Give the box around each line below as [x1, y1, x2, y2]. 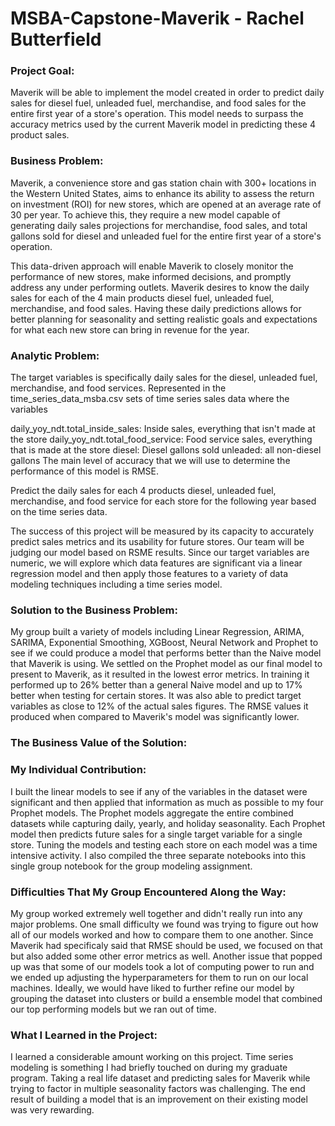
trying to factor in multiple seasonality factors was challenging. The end [10, 1083, 306, 1095]
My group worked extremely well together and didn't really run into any [10, 907, 303, 919]
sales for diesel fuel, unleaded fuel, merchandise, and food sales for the [10, 97, 307, 109]
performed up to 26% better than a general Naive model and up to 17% [10, 679, 303, 691]
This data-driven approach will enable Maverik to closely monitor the [10, 260, 294, 272]
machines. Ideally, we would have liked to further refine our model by [10, 982, 295, 994]
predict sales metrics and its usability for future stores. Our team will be [10, 536, 305, 548]
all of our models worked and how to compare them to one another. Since [10, 928, 314, 941]
